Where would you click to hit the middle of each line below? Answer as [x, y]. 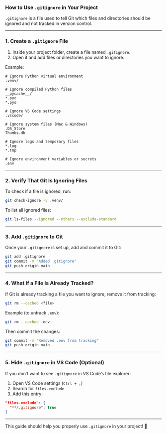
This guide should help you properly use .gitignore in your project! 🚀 [76, 426]
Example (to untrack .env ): [32, 312]
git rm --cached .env [28, 322]
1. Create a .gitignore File [37, 41]
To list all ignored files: [28, 210]
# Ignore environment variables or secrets [51, 159]
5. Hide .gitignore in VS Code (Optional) [55, 363]
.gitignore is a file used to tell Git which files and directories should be [78, 18]
